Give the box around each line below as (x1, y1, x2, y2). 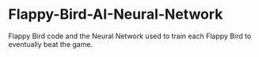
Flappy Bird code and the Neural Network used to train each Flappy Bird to (8, 31, 252, 41)
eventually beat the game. (8, 39, 93, 48)
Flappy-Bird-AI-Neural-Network (8, 5, 223, 23)
